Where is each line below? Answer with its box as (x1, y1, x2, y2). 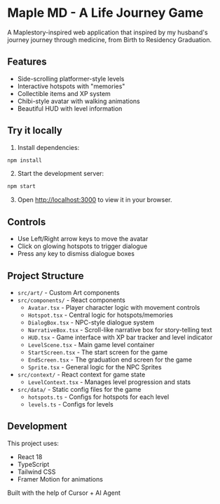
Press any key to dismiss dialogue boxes (17, 250, 135, 258)
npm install (7, 156, 42, 164)
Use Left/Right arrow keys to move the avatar (17, 235, 149, 243)
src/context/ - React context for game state (17, 370, 146, 379)
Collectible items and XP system (17, 89, 111, 97)
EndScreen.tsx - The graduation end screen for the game (27, 355, 193, 364)
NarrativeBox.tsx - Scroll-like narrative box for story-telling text (27, 325, 212, 334)
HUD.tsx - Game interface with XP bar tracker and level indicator (27, 333, 213, 341)
